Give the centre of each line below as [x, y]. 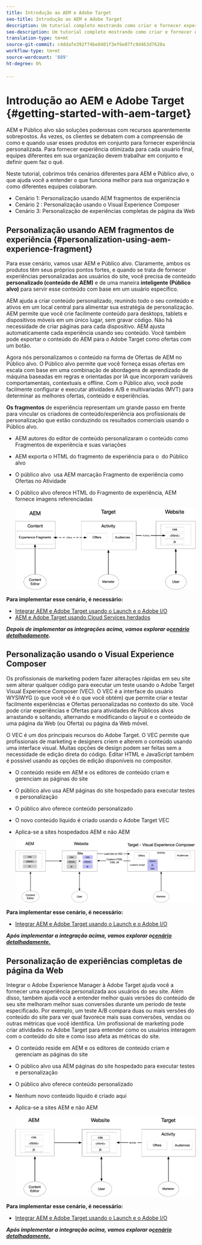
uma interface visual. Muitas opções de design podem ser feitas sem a [94, 747]
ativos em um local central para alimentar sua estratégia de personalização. [100, 307]
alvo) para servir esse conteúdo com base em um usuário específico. [92, 289]
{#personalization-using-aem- [112, 239]
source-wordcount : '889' [37, 57]
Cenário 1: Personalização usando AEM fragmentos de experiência [97, 198]
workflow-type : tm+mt [33, 51]
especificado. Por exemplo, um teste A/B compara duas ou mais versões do [100, 1011]
